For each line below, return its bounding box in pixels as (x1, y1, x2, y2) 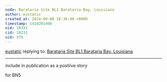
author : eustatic (5, 12, 41, 17)
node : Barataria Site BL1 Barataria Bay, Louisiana (5, 7, 114, 12)
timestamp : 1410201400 (5, 21, 52, 26)
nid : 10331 (5, 26, 28, 31)
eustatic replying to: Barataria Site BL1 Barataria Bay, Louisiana (5, 48, 133, 54)
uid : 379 (5, 35, 23, 40)
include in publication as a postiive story (5, 62, 88, 68)
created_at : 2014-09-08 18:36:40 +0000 (5, 16, 88, 21)
